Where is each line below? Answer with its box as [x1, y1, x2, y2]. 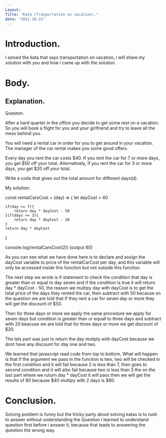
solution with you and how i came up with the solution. [5, 60, 116, 66]
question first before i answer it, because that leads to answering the [5, 422, 146, 428]
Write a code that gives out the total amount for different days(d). [5, 175, 138, 181]
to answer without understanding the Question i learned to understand [5, 417, 149, 423]
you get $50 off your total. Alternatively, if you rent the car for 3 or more [5, 160, 152, 166]
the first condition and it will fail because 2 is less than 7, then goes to [5, 362, 147, 368]
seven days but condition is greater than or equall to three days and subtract [5, 316, 162, 322]
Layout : [5, 7, 21, 12]
